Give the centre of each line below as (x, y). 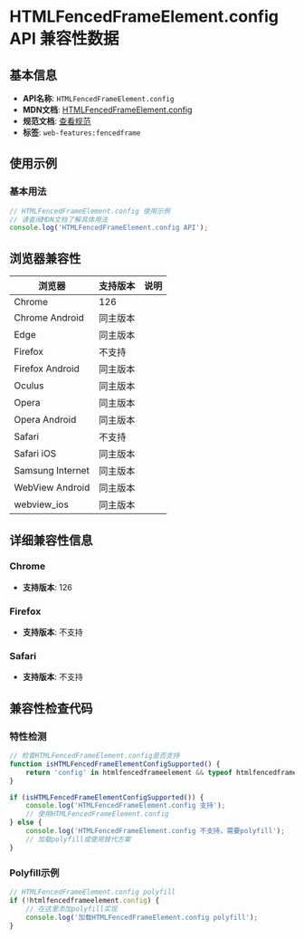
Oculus (29, 386)
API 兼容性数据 (64, 39)
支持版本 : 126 (47, 587)
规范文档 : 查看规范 (57, 121)
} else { (26, 823)
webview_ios (42, 504)
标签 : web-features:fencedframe (81, 132)
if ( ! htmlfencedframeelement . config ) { (85, 900)
